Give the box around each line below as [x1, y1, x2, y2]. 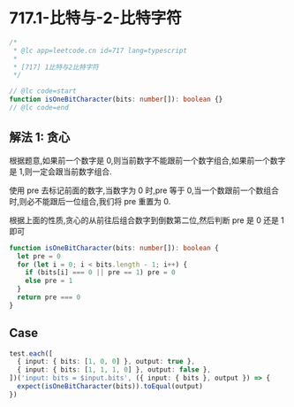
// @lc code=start [9, 87, 77, 96]
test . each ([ [9, 349, 53, 358]
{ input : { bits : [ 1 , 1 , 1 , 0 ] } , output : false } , [17, 365, 212, 374]
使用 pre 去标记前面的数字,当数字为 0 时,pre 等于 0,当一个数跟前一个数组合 [9, 185, 280, 196]
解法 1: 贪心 [9, 130, 71, 145]
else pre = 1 [25, 276, 73, 286]
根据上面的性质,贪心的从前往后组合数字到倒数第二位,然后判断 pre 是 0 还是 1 [9, 214, 285, 226]
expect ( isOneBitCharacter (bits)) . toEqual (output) [17, 382, 203, 391]
